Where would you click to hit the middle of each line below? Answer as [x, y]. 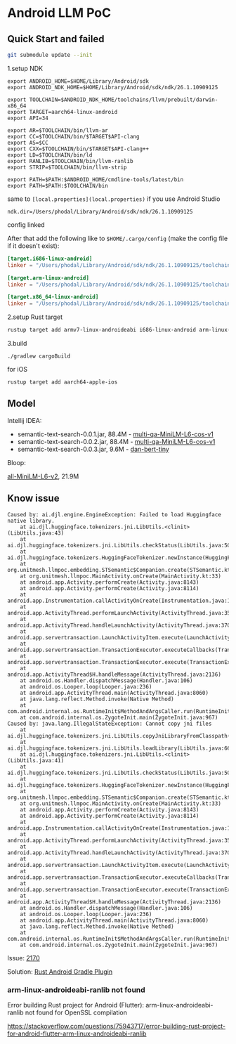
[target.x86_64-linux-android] [53, 297]
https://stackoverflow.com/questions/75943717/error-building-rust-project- [117, 1026]
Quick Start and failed [56, 39]
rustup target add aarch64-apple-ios [63, 382]
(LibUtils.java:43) [36, 533]
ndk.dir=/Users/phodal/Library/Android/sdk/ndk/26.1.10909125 [100, 211]
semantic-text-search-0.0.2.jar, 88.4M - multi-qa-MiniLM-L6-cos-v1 [116, 441]
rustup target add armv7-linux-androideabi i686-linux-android [102, 330]
